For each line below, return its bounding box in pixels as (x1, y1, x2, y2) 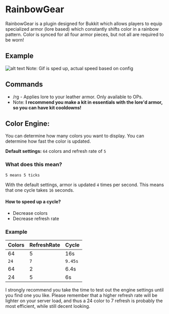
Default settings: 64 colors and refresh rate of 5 (5, 148, 107, 154)
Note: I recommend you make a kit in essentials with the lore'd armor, (12, 99, 163, 105)
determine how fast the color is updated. (5, 138, 91, 144)
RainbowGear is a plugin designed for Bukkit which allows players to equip (5, 20, 163, 27)
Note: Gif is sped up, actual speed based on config (26, 65, 134, 71)
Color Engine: (5, 119, 50, 128)
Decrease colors (12, 210, 48, 216)
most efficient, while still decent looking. (5, 303, 91, 309)
